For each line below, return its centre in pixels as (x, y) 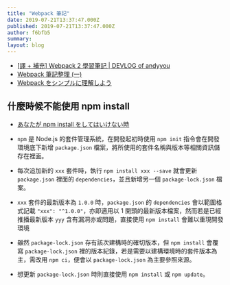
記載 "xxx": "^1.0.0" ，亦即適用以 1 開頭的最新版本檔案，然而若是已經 (122, 210)
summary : (20, 39)
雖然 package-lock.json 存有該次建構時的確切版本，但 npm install (111, 242)
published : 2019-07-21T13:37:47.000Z (61, 26)
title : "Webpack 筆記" (38, 13)
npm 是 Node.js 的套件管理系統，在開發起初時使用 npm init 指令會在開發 (118, 138)
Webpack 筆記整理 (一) (49, 74)
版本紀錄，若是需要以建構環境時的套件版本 (151, 251)
